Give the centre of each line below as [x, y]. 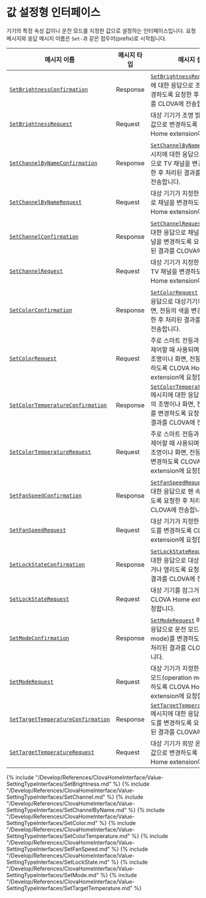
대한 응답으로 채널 [175, 232]
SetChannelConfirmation [44, 236]
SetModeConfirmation [39, 638]
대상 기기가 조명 [172, 115]
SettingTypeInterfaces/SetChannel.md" [56, 797]
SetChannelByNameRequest [46, 202]
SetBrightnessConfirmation [49, 89]
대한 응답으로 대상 [175, 560]
